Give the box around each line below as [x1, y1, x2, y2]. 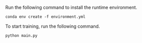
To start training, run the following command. [5, 23, 100, 29]
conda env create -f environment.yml [5, 14, 86, 19]
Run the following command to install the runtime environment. [5, 5, 137, 10]
